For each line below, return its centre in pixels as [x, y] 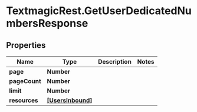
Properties [26, 45]
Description [115, 62]
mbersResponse [47, 23]
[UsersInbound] [70, 100]
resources [24, 100]
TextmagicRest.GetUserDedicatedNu [99, 11]
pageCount [25, 81]
